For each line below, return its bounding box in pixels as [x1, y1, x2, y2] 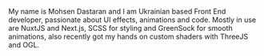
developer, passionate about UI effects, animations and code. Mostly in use [8, 15, 257, 24]
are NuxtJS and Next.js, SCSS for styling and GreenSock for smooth [8, 24, 234, 32]
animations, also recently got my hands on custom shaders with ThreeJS [8, 32, 249, 41]
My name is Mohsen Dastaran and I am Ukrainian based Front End [8, 7, 226, 16]
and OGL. [8, 40, 40, 50]
